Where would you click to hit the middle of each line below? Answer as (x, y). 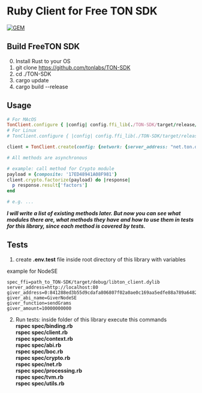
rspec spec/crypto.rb (43, 358)
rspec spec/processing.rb (49, 370)
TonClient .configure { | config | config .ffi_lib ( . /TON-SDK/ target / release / (102, 125)
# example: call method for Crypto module (61, 169)
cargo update (32, 80)
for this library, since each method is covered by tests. (76, 226)
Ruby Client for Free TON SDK (82, 11)
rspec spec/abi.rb (38, 345)
